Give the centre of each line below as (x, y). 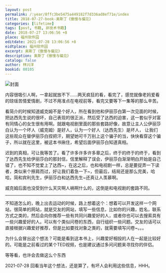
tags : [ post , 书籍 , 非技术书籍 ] (36, 28)
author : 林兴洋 (20, 65)
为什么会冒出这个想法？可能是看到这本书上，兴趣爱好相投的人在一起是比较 (81, 238)
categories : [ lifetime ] (30, 23)
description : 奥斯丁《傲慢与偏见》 (38, 56)
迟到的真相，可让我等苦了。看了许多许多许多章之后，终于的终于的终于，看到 (83, 153)
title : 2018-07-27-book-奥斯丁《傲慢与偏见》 (49, 19)
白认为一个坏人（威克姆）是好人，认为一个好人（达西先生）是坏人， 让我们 (82, 130)
